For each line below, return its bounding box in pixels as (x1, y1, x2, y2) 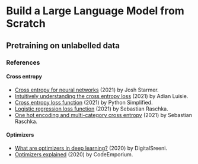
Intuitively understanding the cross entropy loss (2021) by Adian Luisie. (14, 92, 189, 99)
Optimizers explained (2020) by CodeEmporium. (14, 150, 133, 158)
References (6, 58, 40, 67)
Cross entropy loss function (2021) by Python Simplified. (14, 99, 153, 106)
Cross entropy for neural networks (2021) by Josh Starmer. (14, 86, 159, 93)
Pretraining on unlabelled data (6, 40, 120, 51)
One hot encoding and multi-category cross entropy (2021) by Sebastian (14, 111, 193, 118)
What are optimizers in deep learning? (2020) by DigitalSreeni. (14, 144, 168, 152)
